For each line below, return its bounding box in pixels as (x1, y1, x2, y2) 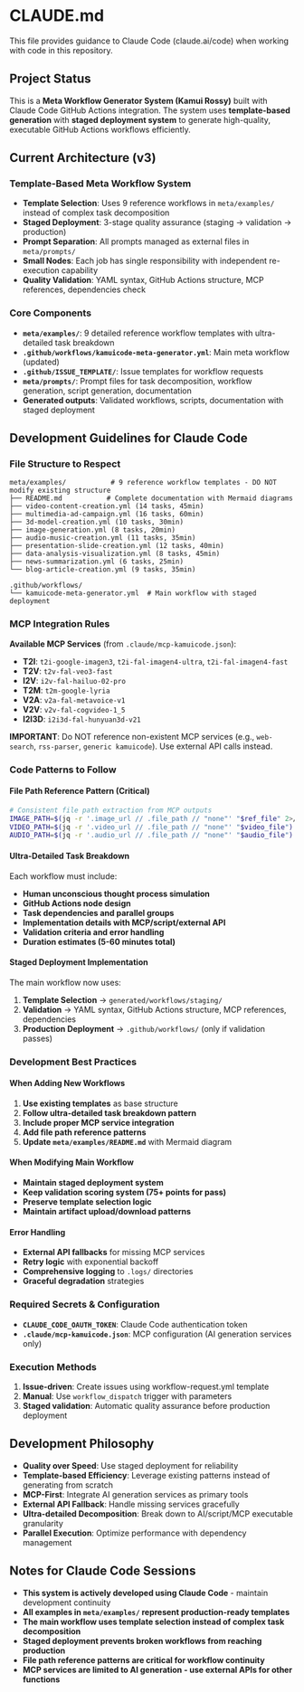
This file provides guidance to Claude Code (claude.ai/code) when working (9, 35, 290, 46)
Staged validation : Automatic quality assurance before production (22, 1400, 271, 1411)
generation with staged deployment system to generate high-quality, (9, 114, 271, 125)
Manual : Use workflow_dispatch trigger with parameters (22, 1390, 233, 1402)
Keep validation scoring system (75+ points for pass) (22, 1186, 227, 1198)
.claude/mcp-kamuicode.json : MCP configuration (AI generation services (22, 1328, 292, 1339)
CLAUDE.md (9, 5, 105, 26)
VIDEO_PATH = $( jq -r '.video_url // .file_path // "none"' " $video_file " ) (9, 822, 294, 832)
